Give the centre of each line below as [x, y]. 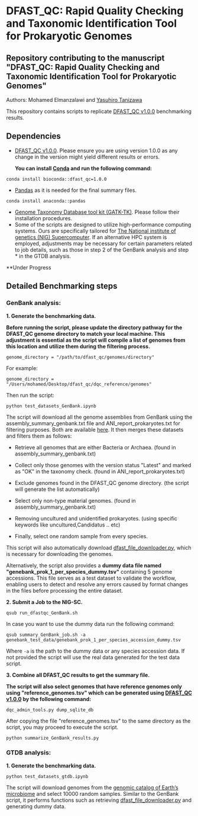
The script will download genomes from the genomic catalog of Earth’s [92, 787]
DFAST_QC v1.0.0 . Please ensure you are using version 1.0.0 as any [96, 150]
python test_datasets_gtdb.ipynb [47, 776]
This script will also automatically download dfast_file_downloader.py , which [99, 547]
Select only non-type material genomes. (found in [75, 500]
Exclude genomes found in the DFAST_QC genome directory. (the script [102, 483]
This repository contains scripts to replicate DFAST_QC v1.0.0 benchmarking [99, 111]
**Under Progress [29, 267]
